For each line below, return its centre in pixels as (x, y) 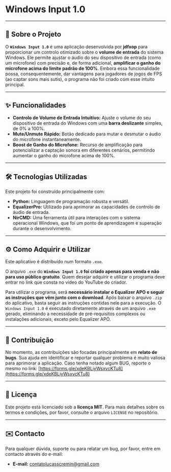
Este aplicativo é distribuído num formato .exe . (54, 262)
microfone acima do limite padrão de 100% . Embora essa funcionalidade (82, 68)
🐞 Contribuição (30, 340)
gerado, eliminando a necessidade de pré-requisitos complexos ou (75, 314)
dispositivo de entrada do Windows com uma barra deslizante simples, (88, 123)
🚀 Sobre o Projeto (33, 34)
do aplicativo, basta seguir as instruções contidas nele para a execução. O (83, 303)
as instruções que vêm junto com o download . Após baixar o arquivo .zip (84, 298)
